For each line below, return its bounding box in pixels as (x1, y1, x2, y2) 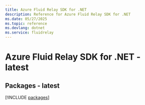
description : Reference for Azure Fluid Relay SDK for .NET (5, 12, 131, 17)
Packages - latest (5, 81, 60, 90)
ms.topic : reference (5, 21, 48, 26)
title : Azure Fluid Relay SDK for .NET (5, 7, 87, 12)
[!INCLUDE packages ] (5, 95, 50, 100)
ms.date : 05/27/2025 (5, 16, 48, 21)
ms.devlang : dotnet (5, 26, 45, 31)
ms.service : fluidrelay (5, 30, 54, 35)
